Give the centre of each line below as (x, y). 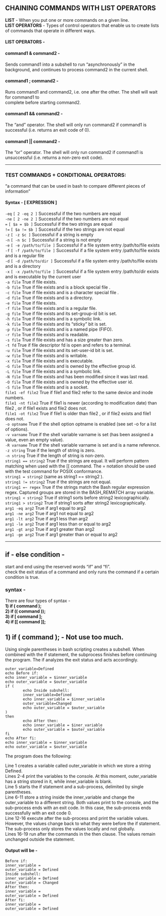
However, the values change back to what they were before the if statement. (83, 823)
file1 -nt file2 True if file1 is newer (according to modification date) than (81, 403)
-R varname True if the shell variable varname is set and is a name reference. (83, 445)
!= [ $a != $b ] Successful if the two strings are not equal (65, 229)
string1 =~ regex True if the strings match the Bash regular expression (77, 487)
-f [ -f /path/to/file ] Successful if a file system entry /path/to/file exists (83, 250)
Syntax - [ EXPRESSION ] (31, 203)
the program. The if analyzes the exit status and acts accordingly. (72, 660)
